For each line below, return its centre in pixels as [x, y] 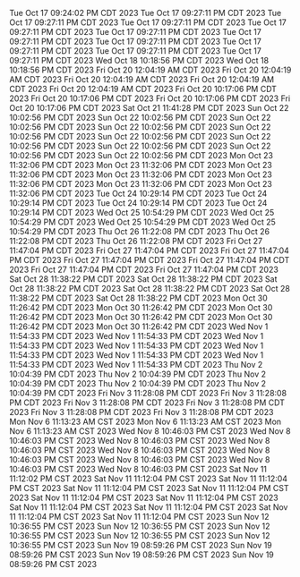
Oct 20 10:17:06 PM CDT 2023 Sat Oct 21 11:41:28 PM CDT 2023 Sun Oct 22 [149, 108]
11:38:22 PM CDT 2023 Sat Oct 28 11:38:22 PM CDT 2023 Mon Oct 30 [139, 298]
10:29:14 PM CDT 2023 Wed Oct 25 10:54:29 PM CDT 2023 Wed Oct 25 [142, 212]
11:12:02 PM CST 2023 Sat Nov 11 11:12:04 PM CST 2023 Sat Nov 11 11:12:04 [149, 479]
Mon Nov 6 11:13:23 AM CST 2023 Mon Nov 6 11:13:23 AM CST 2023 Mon [146, 421]
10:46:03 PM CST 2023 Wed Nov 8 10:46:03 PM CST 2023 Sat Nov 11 [138, 469]
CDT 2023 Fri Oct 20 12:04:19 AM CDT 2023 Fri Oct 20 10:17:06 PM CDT [143, 89]
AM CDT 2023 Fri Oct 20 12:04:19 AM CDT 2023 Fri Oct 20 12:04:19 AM [142, 79]
